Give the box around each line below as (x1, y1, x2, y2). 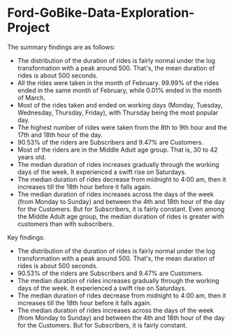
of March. (17, 93, 46, 102)
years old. (17, 152, 47, 161)
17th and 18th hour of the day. (17, 131, 103, 139)
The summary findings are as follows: (7, 43, 115, 51)
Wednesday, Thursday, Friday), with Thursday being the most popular (17, 108, 219, 117)
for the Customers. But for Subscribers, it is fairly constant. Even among (17, 205, 225, 213)
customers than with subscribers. (17, 219, 114, 228)
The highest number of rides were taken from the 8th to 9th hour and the (17, 123, 228, 131)
